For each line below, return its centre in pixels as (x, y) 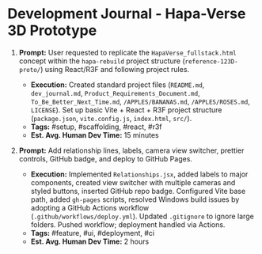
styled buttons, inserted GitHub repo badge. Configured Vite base (138, 191)
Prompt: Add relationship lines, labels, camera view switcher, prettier (131, 150)
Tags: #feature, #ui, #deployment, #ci (93, 233)
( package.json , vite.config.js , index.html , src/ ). (111, 118)
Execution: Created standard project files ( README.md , (118, 85)
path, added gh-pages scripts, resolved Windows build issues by (135, 199)
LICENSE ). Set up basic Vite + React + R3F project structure (126, 110)
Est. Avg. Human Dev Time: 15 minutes (95, 135)
